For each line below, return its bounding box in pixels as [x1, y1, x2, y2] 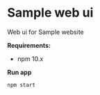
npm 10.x [17, 54, 44, 63]
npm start [7, 81, 36, 88]
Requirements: [7, 41, 51, 49]
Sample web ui [7, 5, 94, 21]
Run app [7, 68, 32, 76]
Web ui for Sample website [7, 28, 85, 36]
